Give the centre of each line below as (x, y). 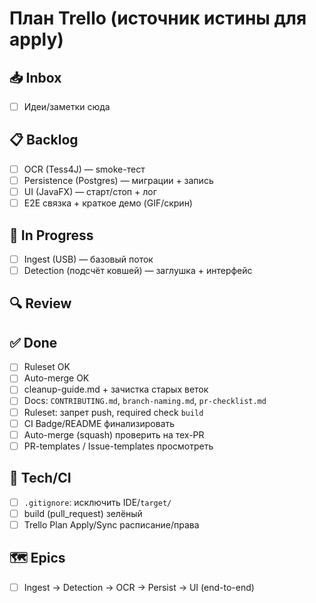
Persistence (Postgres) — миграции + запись (118, 180)
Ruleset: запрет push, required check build (113, 412)
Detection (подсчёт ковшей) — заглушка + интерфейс (138, 270)
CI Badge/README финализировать (99, 423)
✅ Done (33, 342)
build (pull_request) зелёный (83, 513)
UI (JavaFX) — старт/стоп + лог (90, 191)
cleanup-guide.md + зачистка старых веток (116, 389)
